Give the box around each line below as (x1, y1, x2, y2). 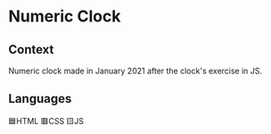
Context (8, 42, 54, 57)
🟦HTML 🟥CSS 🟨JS (8, 115, 85, 126)
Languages (8, 91, 72, 106)
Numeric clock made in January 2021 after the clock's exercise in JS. (8, 65, 263, 76)
